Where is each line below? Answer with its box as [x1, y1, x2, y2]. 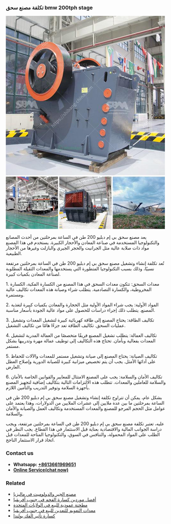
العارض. [6, 364, 21, 370]
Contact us [6, 450, 34, 457]
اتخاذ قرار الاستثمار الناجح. [6, 437, 55, 443]
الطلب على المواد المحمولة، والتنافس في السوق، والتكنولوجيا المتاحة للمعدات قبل [6, 432, 160, 438]
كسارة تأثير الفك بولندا [13, 512, 55, 519]
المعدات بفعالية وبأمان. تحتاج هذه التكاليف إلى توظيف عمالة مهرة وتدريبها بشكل [6, 338, 156, 344]
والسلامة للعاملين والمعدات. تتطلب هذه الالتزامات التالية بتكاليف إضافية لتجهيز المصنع [6, 379, 166, 385]
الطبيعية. [6, 251, 22, 257]
